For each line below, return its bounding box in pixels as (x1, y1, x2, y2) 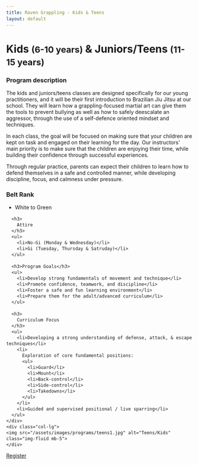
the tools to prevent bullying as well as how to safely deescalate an (6, 108, 170, 115)
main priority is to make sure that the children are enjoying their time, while (6, 145, 189, 152)
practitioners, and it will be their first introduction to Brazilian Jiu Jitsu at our (6, 96, 191, 103)
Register (6, 452, 27, 460)
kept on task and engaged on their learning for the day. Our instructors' (6, 138, 181, 145)
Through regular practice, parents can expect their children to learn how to (6, 163, 189, 170)
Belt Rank (6, 190, 34, 198)
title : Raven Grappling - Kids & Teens (6, 10, 105, 15)
